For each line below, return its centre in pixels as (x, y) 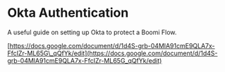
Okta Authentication (68, 13)
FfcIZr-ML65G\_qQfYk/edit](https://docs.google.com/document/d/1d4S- (112, 53)
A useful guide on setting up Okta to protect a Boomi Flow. (92, 32)
